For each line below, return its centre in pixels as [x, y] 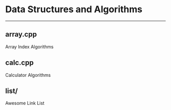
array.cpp [21, 34]
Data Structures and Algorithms [74, 9]
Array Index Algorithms [30, 46]
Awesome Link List [25, 103]
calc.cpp [20, 63]
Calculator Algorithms [28, 75]
